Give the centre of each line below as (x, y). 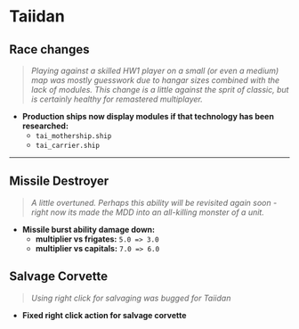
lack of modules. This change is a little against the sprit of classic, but (160, 90)
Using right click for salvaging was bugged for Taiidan (131, 298)
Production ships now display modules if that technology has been (148, 116)
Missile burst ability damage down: (89, 229)
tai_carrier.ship (68, 145)
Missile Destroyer (59, 181)
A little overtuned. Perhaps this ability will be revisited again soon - (154, 202)
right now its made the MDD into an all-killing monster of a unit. (147, 212)
